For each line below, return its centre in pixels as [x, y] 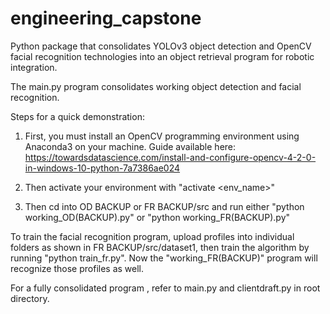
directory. [30, 298]
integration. [34, 67]
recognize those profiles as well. [77, 268]
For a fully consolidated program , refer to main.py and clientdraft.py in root [165, 288]
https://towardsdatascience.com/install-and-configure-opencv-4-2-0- [170, 157]
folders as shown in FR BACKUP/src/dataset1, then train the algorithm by [160, 247]
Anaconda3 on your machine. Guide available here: [130, 146]
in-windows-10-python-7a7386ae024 [102, 168]
